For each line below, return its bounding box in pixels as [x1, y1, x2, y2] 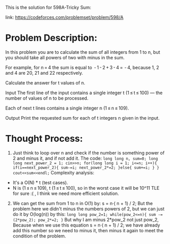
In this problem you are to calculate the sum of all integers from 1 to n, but [5, 49, 160, 55]
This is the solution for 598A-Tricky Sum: [5, 5, 91, 10]
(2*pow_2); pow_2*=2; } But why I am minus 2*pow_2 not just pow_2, [12, 216, 159, 223]
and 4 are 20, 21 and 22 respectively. [5, 70, 83, 76]
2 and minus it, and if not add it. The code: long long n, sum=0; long [12, 155, 158, 161]
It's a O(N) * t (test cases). [12, 179, 68, 186]
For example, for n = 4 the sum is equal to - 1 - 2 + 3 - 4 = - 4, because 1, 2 [5, 64, 159, 71]
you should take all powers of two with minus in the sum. [5, 54, 125, 60]
